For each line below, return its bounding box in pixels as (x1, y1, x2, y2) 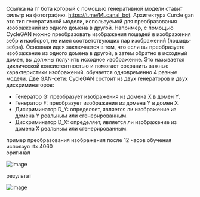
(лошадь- (167, 37, 192, 44)
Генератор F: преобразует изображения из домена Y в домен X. (14, 99, 180, 107)
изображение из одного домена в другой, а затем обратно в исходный (6, 50, 188, 56)
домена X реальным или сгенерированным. (14, 125, 128, 132)
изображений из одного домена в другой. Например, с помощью (6, 24, 174, 31)
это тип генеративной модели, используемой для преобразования (6, 18, 177, 25)
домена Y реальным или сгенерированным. (14, 112, 128, 119)
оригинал (6, 149, 30, 156)
